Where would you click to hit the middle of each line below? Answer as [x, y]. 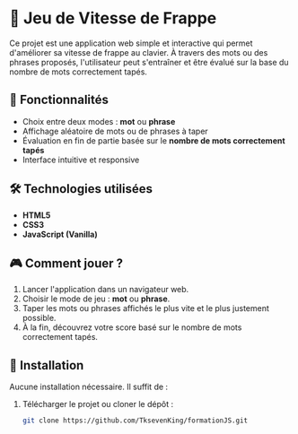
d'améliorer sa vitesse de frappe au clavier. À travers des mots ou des [139, 52]
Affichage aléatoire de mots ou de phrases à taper [115, 131]
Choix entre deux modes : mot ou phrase [99, 121]
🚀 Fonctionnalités [59, 100]
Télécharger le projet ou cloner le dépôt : [97, 404]
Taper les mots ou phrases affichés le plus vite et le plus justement [145, 308]
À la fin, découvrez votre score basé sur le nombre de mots [132, 327]
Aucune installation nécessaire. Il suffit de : [89, 387]
